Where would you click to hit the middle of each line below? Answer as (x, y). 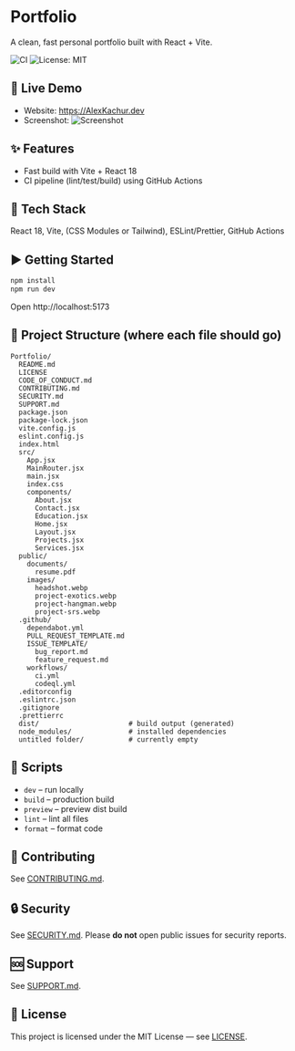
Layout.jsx (55, 532)
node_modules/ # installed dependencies (122, 732)
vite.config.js (47, 428)
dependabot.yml (56, 628)
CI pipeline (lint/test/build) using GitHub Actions (113, 181)
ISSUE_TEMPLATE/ (58, 644)
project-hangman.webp (76, 604)
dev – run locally (54, 789)
